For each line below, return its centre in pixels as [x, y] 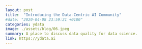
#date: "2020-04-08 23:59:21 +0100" [44, 19]
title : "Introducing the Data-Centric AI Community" [64, 15]
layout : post [19, 10]
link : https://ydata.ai [31, 39]
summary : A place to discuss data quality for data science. [72, 34]
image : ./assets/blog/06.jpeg [37, 29]
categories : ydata [25, 24]
